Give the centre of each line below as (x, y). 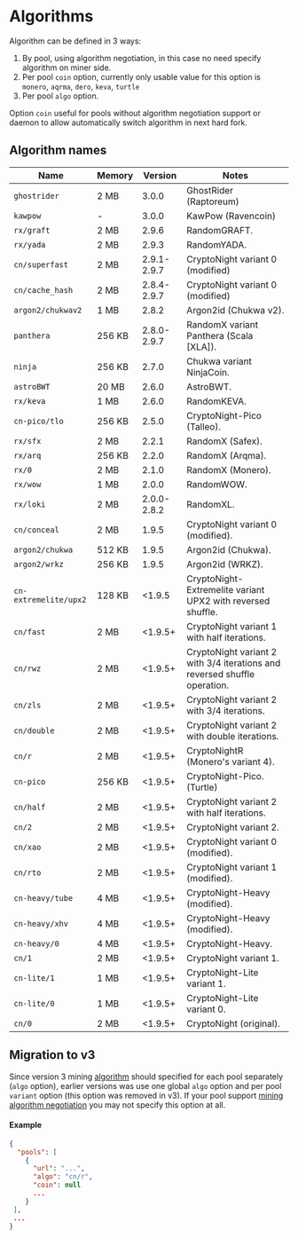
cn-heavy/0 (36, 943)
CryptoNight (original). (233, 1023)
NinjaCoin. (208, 372)
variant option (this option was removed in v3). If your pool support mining (146, 1095)
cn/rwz (27, 668)
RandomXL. (210, 504)
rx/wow (27, 484)
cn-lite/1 (34, 978)
